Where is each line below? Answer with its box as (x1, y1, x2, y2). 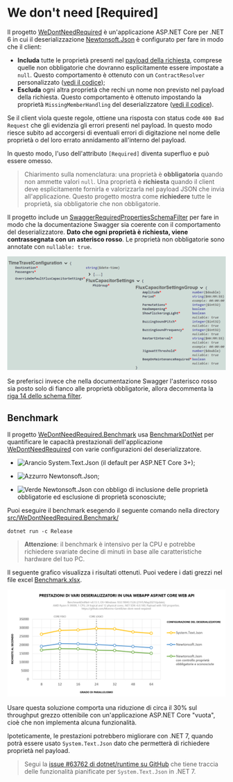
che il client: (7, 42, 42, 51)
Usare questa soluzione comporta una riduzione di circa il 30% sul (7, 704, 198, 712)
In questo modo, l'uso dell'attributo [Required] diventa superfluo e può (7, 149, 209, 158)
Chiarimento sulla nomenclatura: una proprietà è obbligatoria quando (24, 170, 223, 178)
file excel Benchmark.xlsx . (7, 576, 83, 584)
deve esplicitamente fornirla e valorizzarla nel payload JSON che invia (24, 185, 225, 193)
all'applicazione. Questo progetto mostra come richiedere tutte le (24, 192, 212, 201)
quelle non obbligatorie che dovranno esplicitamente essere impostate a (17, 63, 224, 71)
